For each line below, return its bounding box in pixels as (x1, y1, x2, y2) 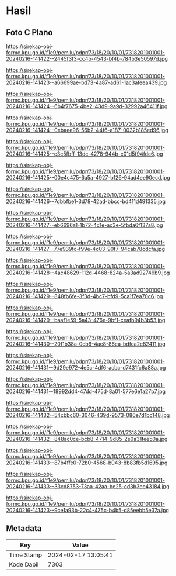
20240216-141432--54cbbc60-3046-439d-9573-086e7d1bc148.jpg (6, 412, 170, 419)
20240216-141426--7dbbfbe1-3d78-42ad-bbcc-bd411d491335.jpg (6, 198, 166, 205)
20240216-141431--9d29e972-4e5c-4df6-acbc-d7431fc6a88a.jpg (6, 364, 166, 371)
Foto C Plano (6, 27, 53, 37)
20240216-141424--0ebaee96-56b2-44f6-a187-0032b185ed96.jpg (6, 127, 168, 133)
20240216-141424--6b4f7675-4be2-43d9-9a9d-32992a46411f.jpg (6, 103, 168, 109)
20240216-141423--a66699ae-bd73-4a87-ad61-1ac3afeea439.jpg (6, 79, 167, 86)
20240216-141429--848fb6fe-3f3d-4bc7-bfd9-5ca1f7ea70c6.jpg (6, 293, 163, 299)
